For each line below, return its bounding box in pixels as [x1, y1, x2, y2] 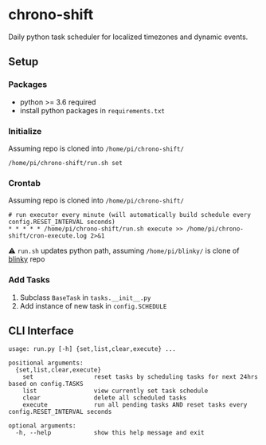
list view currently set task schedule [22, 387, 209, 396]
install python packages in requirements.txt [19, 105, 166, 115]
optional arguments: [8, 422, 77, 430]
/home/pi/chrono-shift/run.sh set [8, 159, 123, 167]
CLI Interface [8, 324, 74, 337]
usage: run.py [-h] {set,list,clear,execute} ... [8, 345, 177, 353]
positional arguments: [8, 359, 84, 368]
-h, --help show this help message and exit [15, 429, 205, 437]
